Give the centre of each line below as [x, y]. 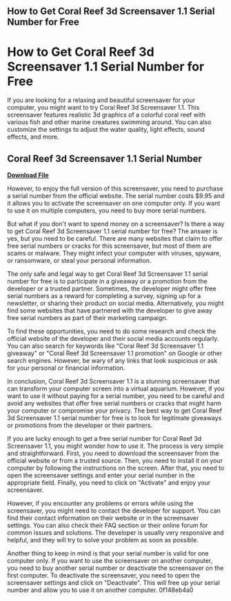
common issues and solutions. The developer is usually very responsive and [115, 533]
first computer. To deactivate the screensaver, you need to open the [104, 575]
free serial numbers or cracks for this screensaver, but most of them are [109, 246]
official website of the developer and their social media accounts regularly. [113, 339]
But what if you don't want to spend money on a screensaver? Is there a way [116, 224]
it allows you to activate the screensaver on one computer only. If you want [114, 204]
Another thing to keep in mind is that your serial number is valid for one [108, 553]
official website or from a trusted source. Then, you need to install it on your [115, 461]
